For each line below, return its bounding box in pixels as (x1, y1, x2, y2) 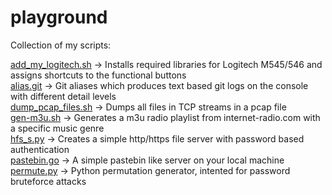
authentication (10, 143, 70, 155)
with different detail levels (10, 90, 117, 102)
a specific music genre (10, 122, 105, 134)
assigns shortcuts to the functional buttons (10, 69, 187, 81)
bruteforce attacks (10, 175, 87, 187)
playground (10, 6, 108, 29)
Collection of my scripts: (10, 39, 112, 51)
